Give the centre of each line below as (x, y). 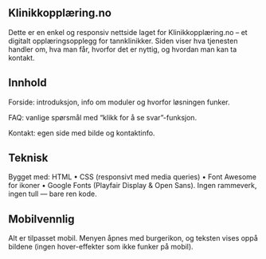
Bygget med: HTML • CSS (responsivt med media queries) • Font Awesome (133, 177)
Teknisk (28, 158)
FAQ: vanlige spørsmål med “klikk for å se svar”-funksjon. (103, 117)
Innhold (27, 83)
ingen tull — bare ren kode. (53, 194)
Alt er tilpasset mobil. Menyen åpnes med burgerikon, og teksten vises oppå (133, 238)
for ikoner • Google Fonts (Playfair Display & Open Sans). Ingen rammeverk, (133, 186)
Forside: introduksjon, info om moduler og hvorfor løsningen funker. (119, 102)
